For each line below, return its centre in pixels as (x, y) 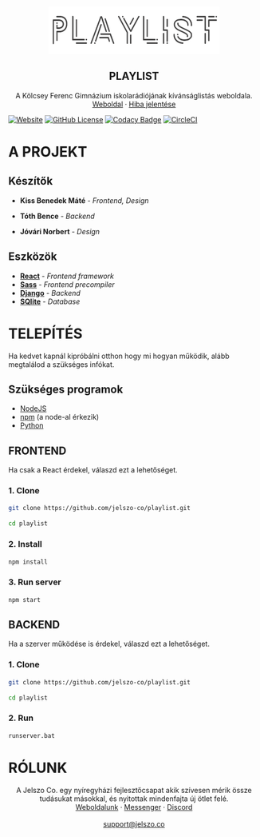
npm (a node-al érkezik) (59, 417)
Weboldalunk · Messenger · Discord (134, 807)
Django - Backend (50, 293)
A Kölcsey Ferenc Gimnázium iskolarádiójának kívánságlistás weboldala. (134, 95)
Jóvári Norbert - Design (60, 231)
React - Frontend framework (67, 276)
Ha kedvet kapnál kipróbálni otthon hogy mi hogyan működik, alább (119, 356)
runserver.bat (32, 735)
